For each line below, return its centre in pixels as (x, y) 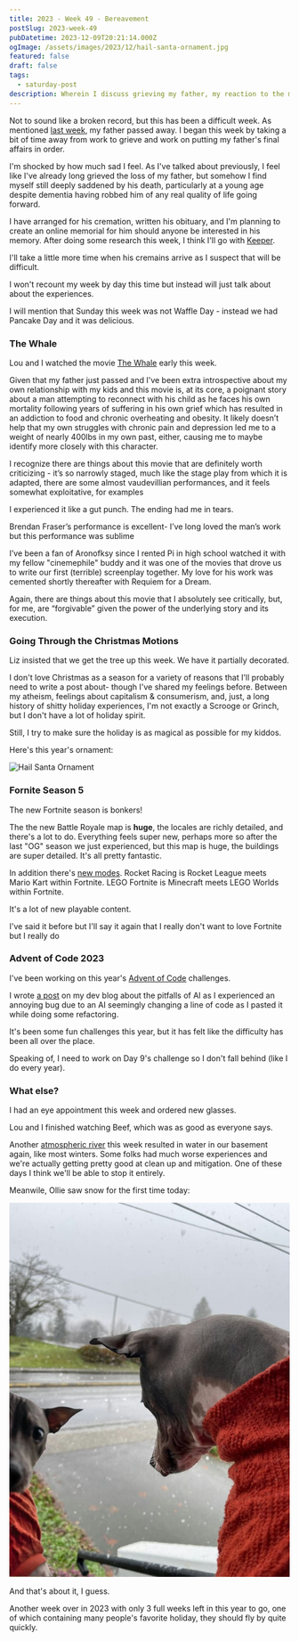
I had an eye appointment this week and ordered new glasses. (123, 1110)
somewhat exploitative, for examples (77, 492)
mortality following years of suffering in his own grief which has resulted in (146, 408)
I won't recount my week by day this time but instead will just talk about (140, 284)
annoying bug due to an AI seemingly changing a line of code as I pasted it (146, 1004)
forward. (25, 204)
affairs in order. (37, 149)
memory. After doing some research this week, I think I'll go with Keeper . (142, 240)
